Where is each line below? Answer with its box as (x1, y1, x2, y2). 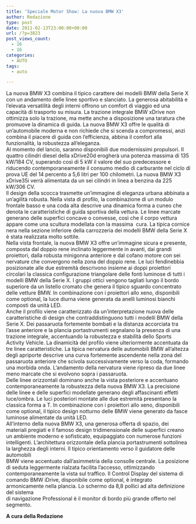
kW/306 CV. (6, 183, 36, 191)
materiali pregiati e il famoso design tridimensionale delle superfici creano (6, 427, 184, 434)
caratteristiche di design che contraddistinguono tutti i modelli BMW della (6, 315, 183, 322)
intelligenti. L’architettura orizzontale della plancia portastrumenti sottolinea (6, 439, 187, 446)
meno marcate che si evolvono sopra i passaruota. (6, 370, 128, 377)
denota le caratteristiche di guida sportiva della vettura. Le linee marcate (6, 208, 181, 215)
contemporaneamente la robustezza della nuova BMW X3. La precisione (6, 383, 180, 390)
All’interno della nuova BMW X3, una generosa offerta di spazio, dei (6, 420, 169, 427)
